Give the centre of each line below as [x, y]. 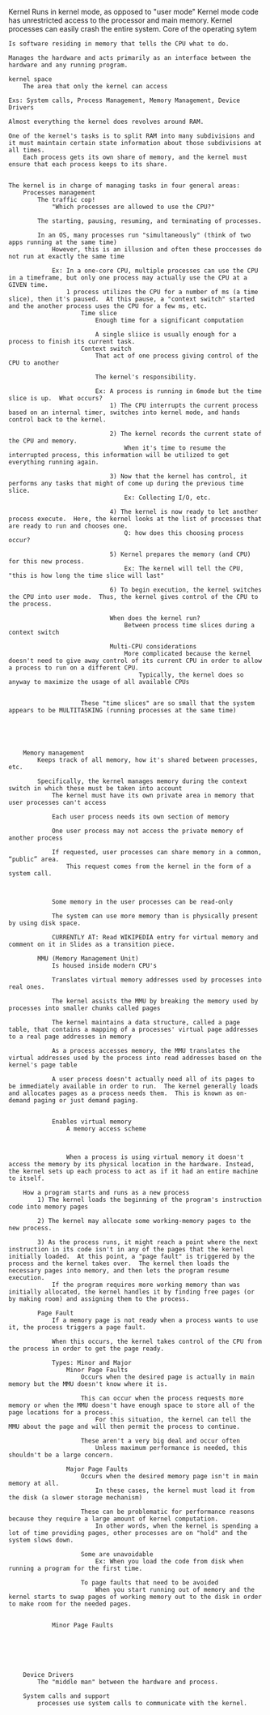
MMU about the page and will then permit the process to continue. [124, 1426]
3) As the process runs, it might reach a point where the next [148, 1242]
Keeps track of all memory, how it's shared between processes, [148, 760]
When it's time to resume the [175, 448]
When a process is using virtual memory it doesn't [155, 1157]
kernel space [30, 79]
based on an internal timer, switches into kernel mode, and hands [124, 413]
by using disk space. [45, 923]
